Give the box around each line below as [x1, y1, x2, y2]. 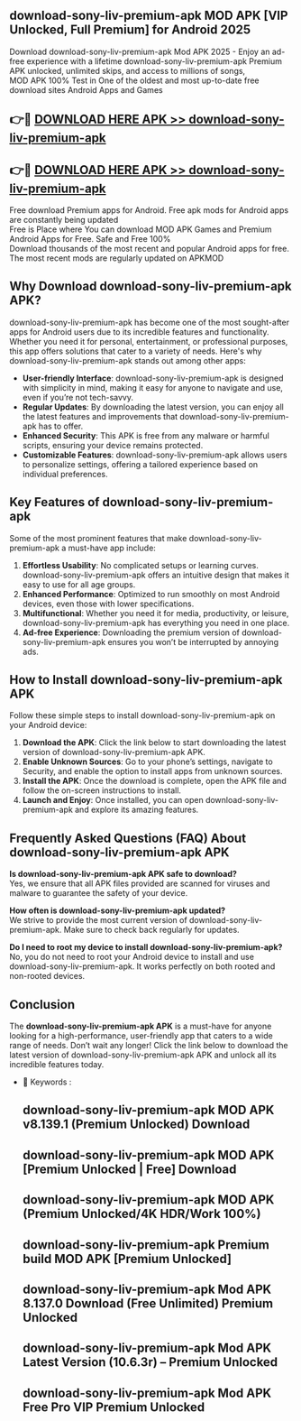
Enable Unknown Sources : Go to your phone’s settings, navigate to [22, 756, 273, 767]
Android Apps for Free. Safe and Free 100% [9, 234, 171, 245]
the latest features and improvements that [22, 411, 178, 421]
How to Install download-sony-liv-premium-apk [9, 672, 283, 687]
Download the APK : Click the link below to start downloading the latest [22, 737, 287, 748]
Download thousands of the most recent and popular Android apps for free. [9, 244, 290, 254]
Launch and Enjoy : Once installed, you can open [22, 795, 205, 806]
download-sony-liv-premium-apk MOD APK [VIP [9, 8, 288, 23]
